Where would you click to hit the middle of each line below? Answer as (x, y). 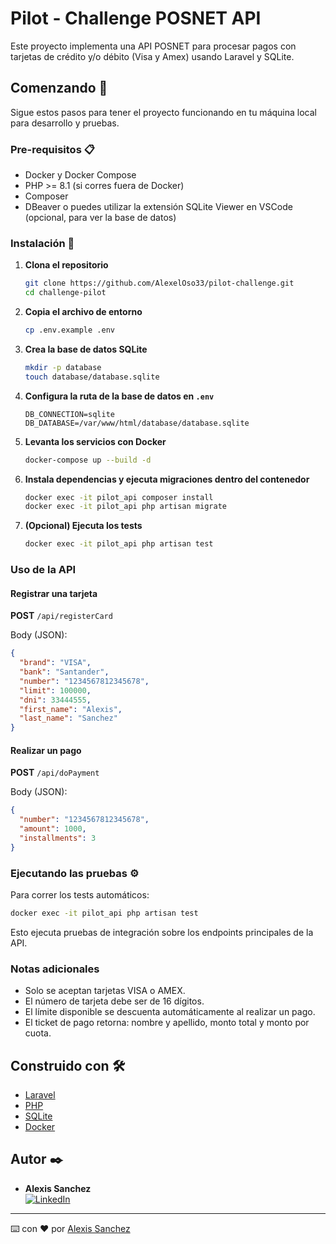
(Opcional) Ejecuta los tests (83, 526)
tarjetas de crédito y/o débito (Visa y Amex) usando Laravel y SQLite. (152, 56)
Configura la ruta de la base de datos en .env (119, 396)
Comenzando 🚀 (59, 88)
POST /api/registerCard (61, 616)
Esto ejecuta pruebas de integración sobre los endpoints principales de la (162, 932)
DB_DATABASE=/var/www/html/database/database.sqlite (137, 423)
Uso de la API (43, 570)
